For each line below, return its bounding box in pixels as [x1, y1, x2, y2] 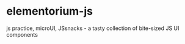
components [6, 31, 38, 38]
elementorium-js [6, 4, 93, 18]
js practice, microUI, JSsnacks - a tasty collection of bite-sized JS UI [6, 24, 180, 32]
